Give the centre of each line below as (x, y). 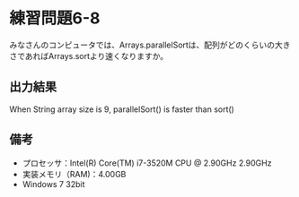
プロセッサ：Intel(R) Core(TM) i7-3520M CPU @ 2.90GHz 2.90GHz (147, 163)
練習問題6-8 (55, 18)
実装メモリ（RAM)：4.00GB (74, 174)
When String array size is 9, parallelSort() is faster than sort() (122, 109)
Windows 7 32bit (53, 184)
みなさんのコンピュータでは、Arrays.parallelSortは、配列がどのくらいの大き (150, 45)
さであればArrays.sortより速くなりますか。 (89, 56)
